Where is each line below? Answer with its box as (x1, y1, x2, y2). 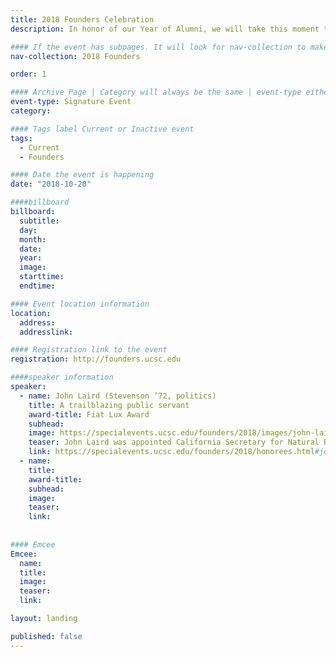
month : (19, 234, 47, 245)
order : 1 (10, 69, 47, 80)
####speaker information (10, 372, 114, 383)
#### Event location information (10, 299, 150, 309)
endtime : (19, 281, 56, 291)
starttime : (19, 272, 65, 282)
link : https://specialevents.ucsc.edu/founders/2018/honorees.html (28, 447, 315, 457)
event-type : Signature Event (10, 97, 132, 107)
